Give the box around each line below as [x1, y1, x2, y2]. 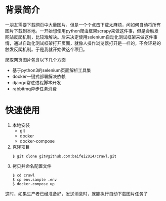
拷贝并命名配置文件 [12, 163, 52, 169]
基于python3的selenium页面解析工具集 [12, 67, 91, 73]
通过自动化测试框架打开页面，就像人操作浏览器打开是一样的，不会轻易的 [13, 40, 161, 46]
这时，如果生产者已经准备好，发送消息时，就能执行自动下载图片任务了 [5, 191, 148, 197]
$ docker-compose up [12, 181, 55, 186]
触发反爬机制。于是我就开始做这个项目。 [5, 46, 87, 52]
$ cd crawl [12, 173, 35, 178]
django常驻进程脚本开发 [12, 79, 61, 85]
